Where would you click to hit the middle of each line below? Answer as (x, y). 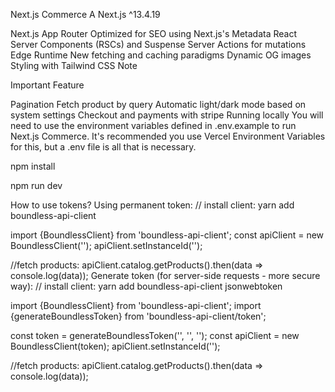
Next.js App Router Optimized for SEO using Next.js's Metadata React (154, 33)
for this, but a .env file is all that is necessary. (103, 147)
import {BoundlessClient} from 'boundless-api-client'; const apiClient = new (167, 235)
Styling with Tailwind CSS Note (74, 65)
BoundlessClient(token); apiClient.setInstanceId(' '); (115, 346)
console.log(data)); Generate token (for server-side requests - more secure (165, 275)
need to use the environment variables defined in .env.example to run (153, 125)
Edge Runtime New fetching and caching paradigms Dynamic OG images (161, 55)
